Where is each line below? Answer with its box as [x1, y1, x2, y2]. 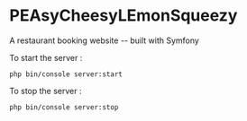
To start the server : [9, 52, 83, 63]
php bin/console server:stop [9, 102, 119, 112]
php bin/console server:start [9, 69, 123, 79]
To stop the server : [9, 85, 83, 96]
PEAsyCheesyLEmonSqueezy [9, 5, 238, 26]
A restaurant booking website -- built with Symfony [9, 35, 200, 46]
